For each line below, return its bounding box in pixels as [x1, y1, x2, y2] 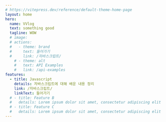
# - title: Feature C [9, 105, 55, 110]
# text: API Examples [14, 63, 64, 68]
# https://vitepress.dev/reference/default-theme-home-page [5, 7, 133, 12]
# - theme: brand [9, 44, 50, 49]
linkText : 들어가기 [14, 91, 51, 96]
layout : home [5, 12, 32, 17]
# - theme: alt [14, 58, 46, 63]
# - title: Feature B [9, 95, 55, 100]
